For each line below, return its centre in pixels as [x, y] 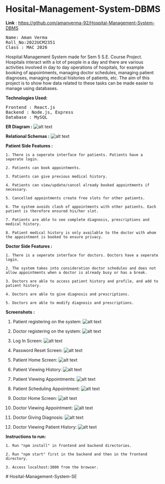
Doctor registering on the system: [47, 331]
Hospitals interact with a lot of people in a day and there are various [75, 62]
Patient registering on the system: [47, 321]
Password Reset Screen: [38, 350]
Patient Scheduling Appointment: [46, 389]
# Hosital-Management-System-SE [41, 476]
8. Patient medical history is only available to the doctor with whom [81, 233]
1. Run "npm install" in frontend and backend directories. [69, 445]
